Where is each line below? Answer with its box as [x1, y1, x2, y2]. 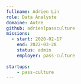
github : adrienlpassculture [6, 25, 76, 31]
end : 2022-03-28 [17, 42, 57, 48]
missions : [6, 31, 31, 37]
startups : [6, 63, 31, 70]
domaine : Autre [6, 20, 44, 25]
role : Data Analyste [6, 14, 57, 20]
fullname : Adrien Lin [6, 8, 60, 15]
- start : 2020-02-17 [11, 36, 62, 42]
